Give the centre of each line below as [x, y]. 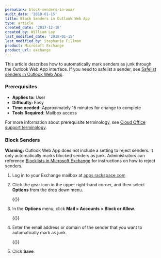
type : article [19, 23]
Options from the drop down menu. [48, 190]
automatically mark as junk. [39, 233]
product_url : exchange [28, 50]
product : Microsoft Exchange [34, 46]
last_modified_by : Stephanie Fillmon [43, 41]
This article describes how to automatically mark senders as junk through [78, 64]
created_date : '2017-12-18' [33, 28]
